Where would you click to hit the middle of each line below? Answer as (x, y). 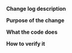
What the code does (32, 32)
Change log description (36, 9)
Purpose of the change (35, 20)
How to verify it (26, 44)
